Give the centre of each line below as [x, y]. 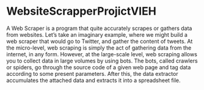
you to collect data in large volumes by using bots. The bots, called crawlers [102, 61]
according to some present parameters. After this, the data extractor [92, 73]
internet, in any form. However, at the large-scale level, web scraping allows [102, 54]
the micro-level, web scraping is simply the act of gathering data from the [99, 48]
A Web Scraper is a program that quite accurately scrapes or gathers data [99, 28]
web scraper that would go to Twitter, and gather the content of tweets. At [100, 41]
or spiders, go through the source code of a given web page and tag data [99, 67]
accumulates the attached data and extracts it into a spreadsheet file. [94, 80]
